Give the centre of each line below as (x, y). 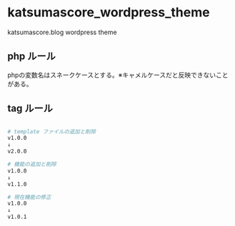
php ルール (31, 57)
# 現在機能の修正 (29, 197)
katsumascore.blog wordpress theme (62, 32)
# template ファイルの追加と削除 (52, 132)
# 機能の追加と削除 (32, 165)
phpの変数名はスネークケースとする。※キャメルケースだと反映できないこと (118, 75)
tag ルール (30, 109)
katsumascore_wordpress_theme (109, 12)
